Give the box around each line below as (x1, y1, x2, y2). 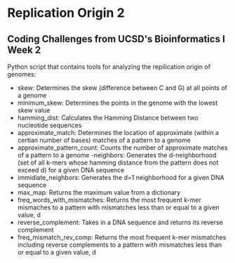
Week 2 (7, 44, 41, 56)
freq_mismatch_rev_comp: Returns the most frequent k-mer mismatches (17, 233, 227, 241)
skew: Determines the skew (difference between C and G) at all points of (17, 84, 228, 92)
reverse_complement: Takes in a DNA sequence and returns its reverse (17, 218, 223, 226)
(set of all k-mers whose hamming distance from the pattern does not (17, 158, 219, 167)
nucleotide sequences (17, 121, 82, 129)
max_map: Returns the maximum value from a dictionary (17, 188, 181, 196)
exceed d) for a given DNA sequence (17, 166, 125, 174)
